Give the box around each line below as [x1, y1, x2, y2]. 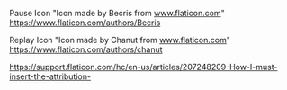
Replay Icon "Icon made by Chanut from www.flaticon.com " [9, 35, 231, 45]
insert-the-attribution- [9, 71, 92, 82]
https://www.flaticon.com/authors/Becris [9, 17, 161, 28]
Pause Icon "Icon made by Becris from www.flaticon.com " [9, 8, 225, 18]
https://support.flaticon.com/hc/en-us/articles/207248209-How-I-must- [9, 62, 278, 72]
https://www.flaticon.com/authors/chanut [9, 44, 164, 55]
